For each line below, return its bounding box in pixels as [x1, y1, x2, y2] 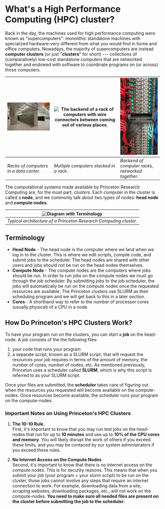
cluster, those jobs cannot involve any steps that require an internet [12, 477, 149, 483]
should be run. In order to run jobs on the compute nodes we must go [12, 273, 153, 279]
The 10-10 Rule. [12, 421, 45, 427]
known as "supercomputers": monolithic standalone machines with [5, 35, 141, 41]
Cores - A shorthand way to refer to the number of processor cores [12, 299, 149, 305]
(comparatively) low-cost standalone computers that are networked [5, 56, 142, 62]
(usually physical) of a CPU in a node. [12, 304, 88, 310]
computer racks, [120, 162, 154, 168]
